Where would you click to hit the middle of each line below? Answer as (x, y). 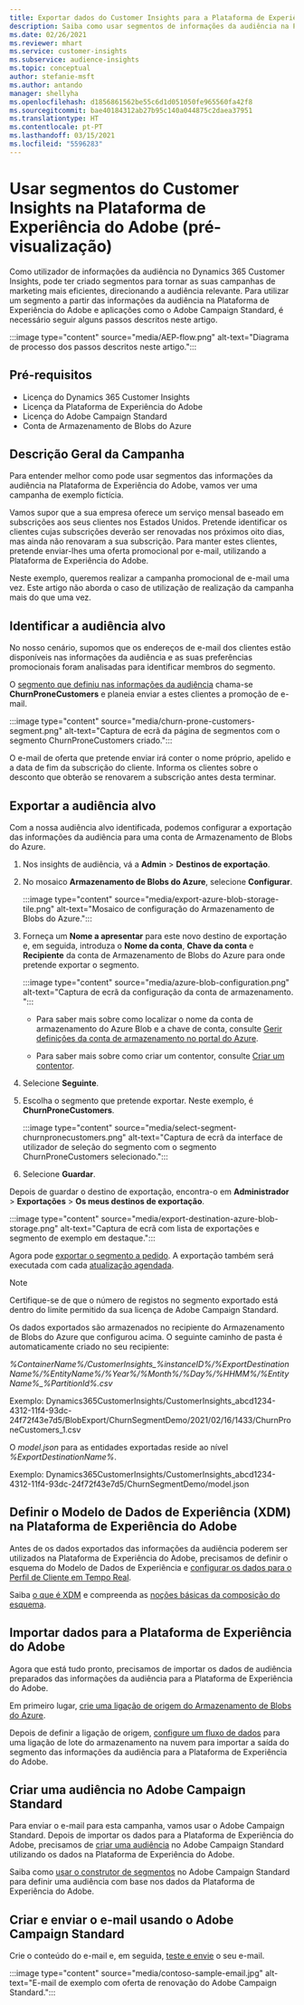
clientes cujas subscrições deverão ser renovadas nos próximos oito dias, (147, 532)
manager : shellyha (44, 93)
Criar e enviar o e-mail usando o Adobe (122, 1919)
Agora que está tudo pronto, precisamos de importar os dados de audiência (151, 1668)
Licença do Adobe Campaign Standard (95, 416)
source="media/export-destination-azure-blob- (190, 1219)
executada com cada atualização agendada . (92, 1265)
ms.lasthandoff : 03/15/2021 (62, 136)
